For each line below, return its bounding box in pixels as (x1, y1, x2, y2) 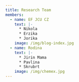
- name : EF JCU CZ (10, 17, 49, 22)
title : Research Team (5, 7, 51, 13)
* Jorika (18, 36, 38, 41)
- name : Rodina (10, 45, 42, 50)
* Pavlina (18, 60, 40, 65)
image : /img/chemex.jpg (14, 69, 65, 74)
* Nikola (18, 26, 38, 32)
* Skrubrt (18, 64, 40, 69)
